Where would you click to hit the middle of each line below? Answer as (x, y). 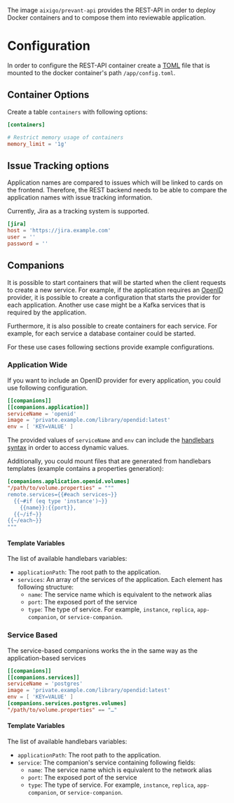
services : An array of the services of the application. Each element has (120, 580)
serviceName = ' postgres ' (45, 684)
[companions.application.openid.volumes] (69, 482)
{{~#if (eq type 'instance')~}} (61, 501)
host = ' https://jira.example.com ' (59, 231)
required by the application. (47, 312)
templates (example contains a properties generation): (85, 469)
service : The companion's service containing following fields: (106, 762)
